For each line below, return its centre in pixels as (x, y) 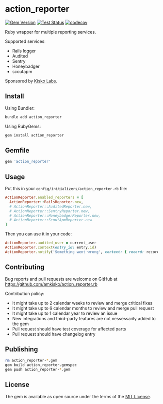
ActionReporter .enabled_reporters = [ (44, 197)
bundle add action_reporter (33, 117)
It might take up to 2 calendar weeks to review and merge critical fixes (82, 303)
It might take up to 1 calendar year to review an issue (65, 313)
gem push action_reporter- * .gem (38, 370)
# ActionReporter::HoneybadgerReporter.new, (55, 215)
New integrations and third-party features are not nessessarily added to (84, 318)
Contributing (25, 267)
